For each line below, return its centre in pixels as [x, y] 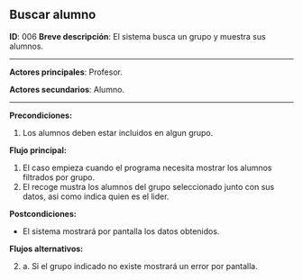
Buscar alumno [53, 15]
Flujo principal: [38, 150]
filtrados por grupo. [59, 177]
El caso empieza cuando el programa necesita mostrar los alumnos [147, 167]
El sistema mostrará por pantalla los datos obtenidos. [121, 231]
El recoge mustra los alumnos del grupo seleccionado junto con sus [148, 186]
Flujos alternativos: [46, 248]
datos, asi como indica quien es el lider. [96, 196]
